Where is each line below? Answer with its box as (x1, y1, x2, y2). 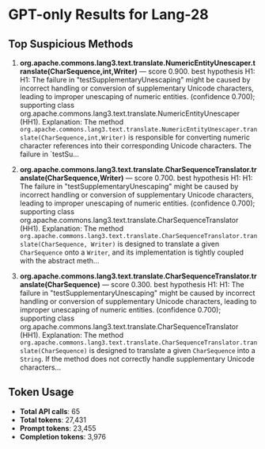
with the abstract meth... (19, 256, 100, 265)
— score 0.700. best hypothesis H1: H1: (125, 173, 253, 182)
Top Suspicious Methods (8, 37, 134, 51)
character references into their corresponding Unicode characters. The (19, 141, 252, 150)
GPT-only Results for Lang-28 (8, 6, 209, 24)
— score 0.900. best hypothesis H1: (138, 67, 256, 76)
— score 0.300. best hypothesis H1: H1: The (101, 280, 244, 289)
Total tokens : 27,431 (19, 415, 87, 424)
